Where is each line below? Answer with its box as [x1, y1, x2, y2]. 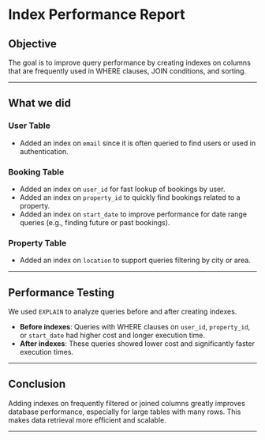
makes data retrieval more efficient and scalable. [8, 415, 167, 424]
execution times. [19, 348, 73, 357]
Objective [8, 37, 58, 51]
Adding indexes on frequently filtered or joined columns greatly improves [8, 398, 246, 408]
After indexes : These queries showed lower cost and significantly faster [19, 339, 255, 348]
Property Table [8, 237, 67, 248]
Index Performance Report [8, 6, 185, 24]
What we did [8, 96, 71, 110]
